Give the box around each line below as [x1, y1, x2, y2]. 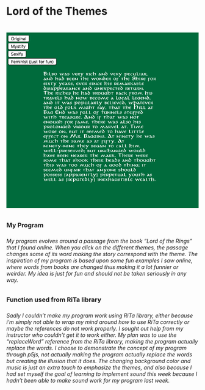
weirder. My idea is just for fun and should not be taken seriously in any [6, 270, 187, 278]
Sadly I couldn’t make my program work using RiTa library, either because [6, 312, 193, 319]
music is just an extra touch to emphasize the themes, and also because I [6, 364, 192, 371]
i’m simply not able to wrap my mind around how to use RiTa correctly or [6, 318, 190, 325]
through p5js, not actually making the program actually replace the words [6, 350, 192, 358]
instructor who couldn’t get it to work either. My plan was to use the [6, 331, 177, 339]
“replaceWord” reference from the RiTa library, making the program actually [6, 337, 198, 345]
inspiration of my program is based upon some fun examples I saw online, [6, 257, 193, 264]
